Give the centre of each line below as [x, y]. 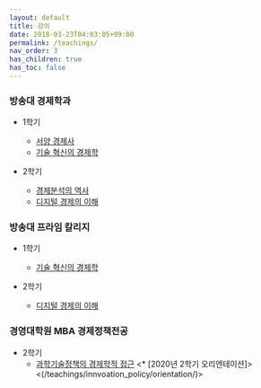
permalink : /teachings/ [54, 43]
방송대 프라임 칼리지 [50, 227]
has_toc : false [38, 68]
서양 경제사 [55, 141]
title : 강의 [30, 26]
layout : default [39, 18]
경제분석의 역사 [62, 190]
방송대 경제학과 [40, 101]
